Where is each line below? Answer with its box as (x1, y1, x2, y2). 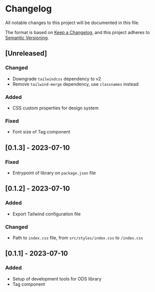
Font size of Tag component (12, 129, 70, 135)
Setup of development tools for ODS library (12, 275, 101, 281)
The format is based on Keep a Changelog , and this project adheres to (5, 29, 150, 35)
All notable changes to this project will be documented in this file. (5, 20, 140, 26)
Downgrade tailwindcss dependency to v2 (12, 76, 101, 82)
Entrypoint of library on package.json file (12, 170, 96, 176)
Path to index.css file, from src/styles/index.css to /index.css (12, 234, 143, 241)
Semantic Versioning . (5, 35, 49, 41)
